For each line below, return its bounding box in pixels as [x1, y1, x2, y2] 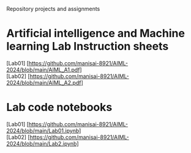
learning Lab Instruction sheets [6, 40, 169, 54]
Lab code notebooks [6, 101, 113, 115]
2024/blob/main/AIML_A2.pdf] [6, 79, 84, 86]
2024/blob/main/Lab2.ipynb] [6, 140, 79, 147]
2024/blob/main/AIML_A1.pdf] [6, 66, 82, 73]
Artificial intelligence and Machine [6, 27, 185, 40]
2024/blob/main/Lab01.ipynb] [6, 127, 81, 134]
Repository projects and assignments [6, 5, 100, 12]
